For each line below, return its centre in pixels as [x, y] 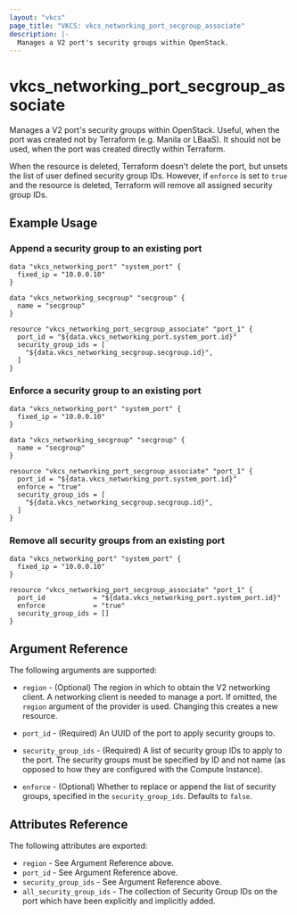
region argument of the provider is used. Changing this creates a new [150, 706]
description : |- [39, 34]
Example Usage [54, 223]
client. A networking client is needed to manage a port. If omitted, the [149, 697]
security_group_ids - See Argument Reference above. [122, 882]
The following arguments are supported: [83, 671]
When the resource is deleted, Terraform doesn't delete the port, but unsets [148, 167]
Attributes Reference [69, 824]
